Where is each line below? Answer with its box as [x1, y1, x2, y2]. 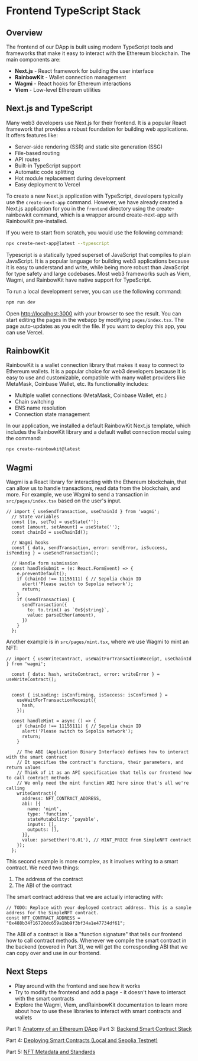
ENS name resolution [14, 404, 66, 412]
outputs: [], [27, 827, 60, 833]
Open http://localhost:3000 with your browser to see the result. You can [6, 309, 181, 317]
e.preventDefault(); [17, 571, 67, 577]
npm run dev [6, 299, 35, 305]
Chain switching [14, 398, 54, 405]
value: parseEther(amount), [27, 612, 96, 618]
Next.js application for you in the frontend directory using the [6, 205, 155, 212]
